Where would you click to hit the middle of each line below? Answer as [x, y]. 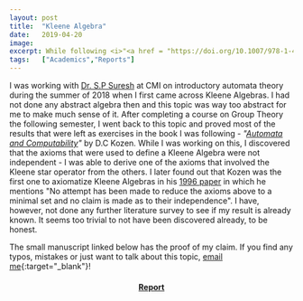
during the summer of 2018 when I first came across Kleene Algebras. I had [150, 95]
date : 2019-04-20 [46, 34]
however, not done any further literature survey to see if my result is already [150, 210]
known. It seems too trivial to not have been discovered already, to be [139, 220]
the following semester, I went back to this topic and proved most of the [142, 124]
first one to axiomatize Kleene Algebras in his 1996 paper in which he [138, 181]
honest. [23, 230]
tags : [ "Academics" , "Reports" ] [72, 60]
